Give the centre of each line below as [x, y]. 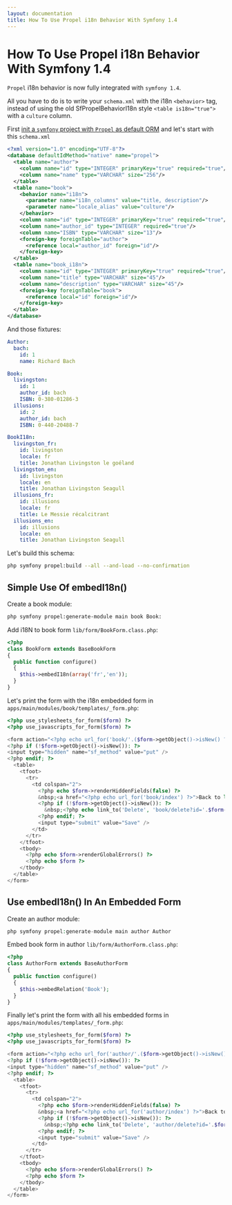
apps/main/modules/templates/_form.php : [65, 1023]
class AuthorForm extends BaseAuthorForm [68, 963]
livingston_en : [35, 469]
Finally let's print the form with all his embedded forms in [88, 1015]
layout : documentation [40, 13]
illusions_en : [33, 521]
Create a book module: [40, 604]
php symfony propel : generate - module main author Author [89, 931]
